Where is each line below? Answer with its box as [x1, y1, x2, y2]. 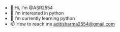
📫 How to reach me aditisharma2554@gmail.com [10, 21, 115, 27]
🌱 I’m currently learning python [10, 15, 75, 21]
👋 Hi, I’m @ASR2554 [10, 5, 53, 10]
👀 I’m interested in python [10, 10, 64, 16]
